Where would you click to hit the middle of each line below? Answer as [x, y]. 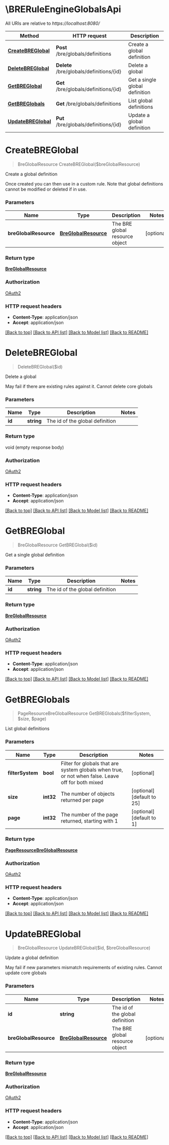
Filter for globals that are [90, 763]
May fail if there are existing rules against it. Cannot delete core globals [79, 386]
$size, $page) [32, 719]
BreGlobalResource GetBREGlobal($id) [58, 545]
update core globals [26, 973]
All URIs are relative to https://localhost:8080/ [53, 23]
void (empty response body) [35, 447]
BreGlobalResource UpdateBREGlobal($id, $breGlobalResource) [84, 948]
